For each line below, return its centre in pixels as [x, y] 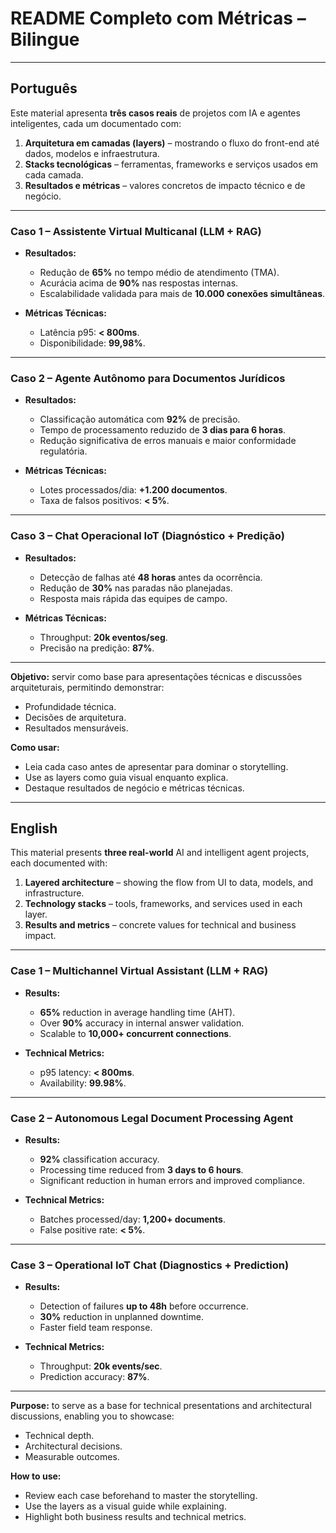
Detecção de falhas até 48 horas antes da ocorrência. [151, 577]
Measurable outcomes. [72, 1457]
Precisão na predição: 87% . [97, 648]
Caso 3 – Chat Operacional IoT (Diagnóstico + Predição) [147, 536]
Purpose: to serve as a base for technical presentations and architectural [161, 1406]
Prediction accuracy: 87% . [94, 1377]
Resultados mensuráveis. [76, 728]
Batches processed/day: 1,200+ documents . [132, 1219]
